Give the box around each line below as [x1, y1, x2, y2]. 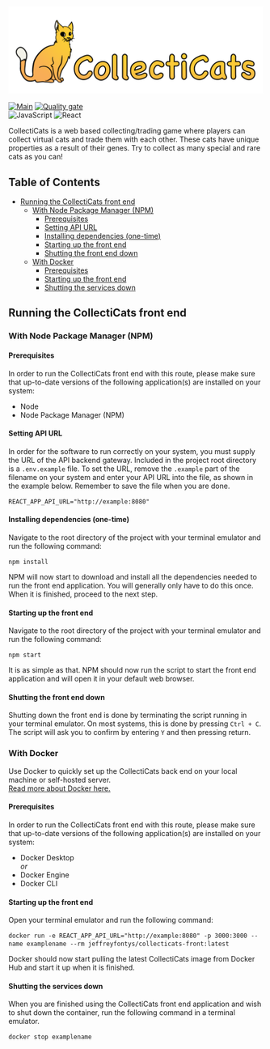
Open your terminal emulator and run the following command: [8, 915, 214, 925]
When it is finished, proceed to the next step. [8, 589, 158, 599]
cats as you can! [8, 152, 63, 162]
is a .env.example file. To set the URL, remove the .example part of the [8, 464, 240, 474]
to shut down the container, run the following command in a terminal [8, 1008, 236, 1017]
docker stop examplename [8, 1033, 92, 1042]
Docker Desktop [19, 852, 74, 862]
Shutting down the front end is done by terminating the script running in [8, 711, 247, 720]
